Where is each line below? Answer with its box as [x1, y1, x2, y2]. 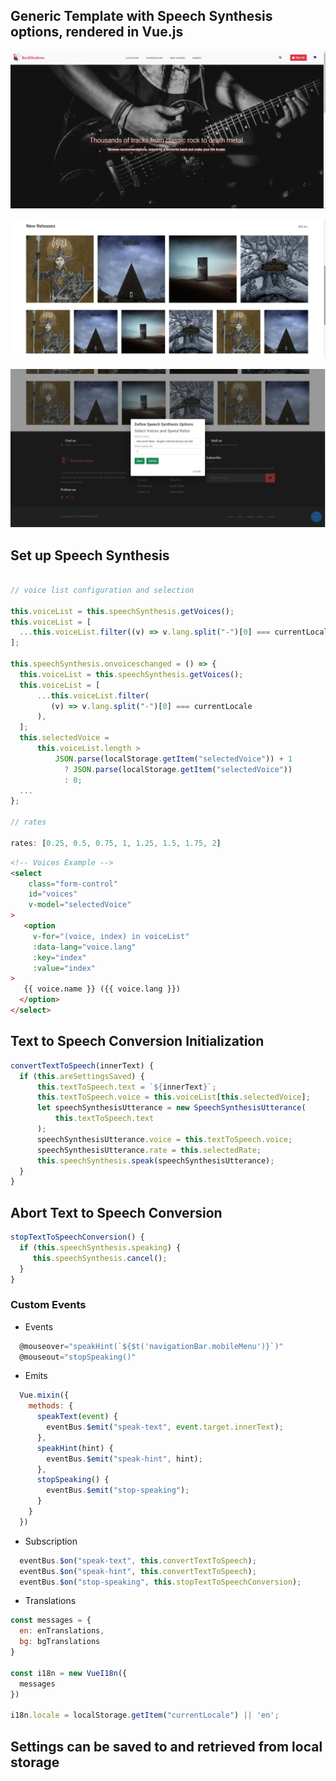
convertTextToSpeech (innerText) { [10, 1060, 155, 1071]
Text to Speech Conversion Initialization [10, 1033, 265, 1050]
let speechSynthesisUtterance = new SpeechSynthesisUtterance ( [36, 1103, 307, 1113]
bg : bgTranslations [19, 1637, 101, 1647]
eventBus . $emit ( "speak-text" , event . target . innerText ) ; [46, 1422, 284, 1433]
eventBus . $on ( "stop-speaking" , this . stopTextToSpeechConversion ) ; [19, 1577, 302, 1587]
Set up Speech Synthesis [10, 547, 170, 564]
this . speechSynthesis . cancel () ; [32, 1253, 168, 1263]
